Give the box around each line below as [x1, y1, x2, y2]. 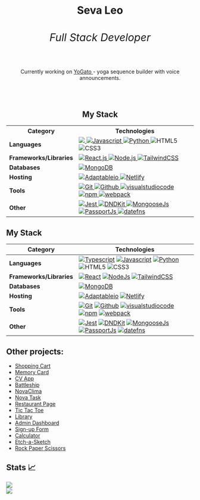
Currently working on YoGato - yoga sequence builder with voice [20, 68, 180, 75]
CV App [14, 375, 35, 382]
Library [14, 413, 33, 420]
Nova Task [14, 394, 42, 401]
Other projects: [6, 346, 64, 356]
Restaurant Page [14, 400, 56, 408]
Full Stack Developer [49, 31, 151, 45]
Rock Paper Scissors [14, 445, 66, 452]
